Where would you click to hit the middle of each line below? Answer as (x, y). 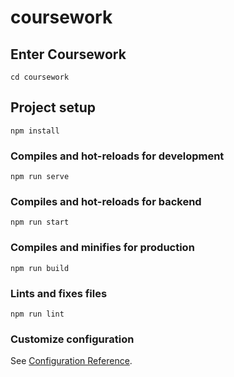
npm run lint (37, 314)
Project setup (53, 107)
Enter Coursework (68, 54)
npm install (35, 131)
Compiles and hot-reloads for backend (106, 202)
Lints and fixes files (59, 293)
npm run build (40, 268)
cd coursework (40, 77)
